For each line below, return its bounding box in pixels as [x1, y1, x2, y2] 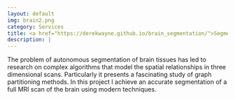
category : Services [7, 23, 64, 30]
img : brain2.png [7, 17, 55, 24]
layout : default [7, 10, 55, 17]
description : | [7, 36, 52, 43]
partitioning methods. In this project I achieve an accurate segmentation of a [7, 78, 227, 86]
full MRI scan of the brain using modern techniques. [7, 85, 157, 94]
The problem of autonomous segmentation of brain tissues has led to [7, 55, 206, 64]
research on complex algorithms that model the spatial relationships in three [7, 63, 227, 71]
